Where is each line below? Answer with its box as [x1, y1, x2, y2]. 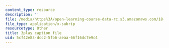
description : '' [5, 12, 39, 17]
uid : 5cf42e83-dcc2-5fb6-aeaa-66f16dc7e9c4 [5, 35, 98, 40]
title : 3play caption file [5, 30, 62, 35]
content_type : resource [5, 7, 55, 12]
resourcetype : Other [5, 26, 49, 31]
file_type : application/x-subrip [5, 21, 75, 26]
